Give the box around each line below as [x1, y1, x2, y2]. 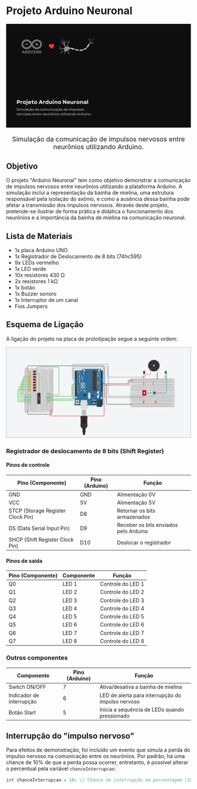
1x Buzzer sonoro [14, 290, 57, 297]
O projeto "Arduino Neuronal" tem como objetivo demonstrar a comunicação [6, 177, 191, 184]
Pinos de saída [6, 557, 43, 564]
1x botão [14, 284, 35, 291]
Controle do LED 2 [100, 589, 145, 596]
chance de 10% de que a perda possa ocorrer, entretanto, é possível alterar [6, 759, 189, 766]
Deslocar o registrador [117, 539, 171, 546]
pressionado [99, 712, 130, 719]
